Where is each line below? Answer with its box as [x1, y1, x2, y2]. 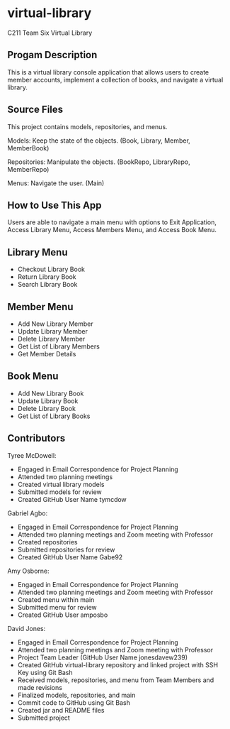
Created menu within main [17, 595, 95, 604]
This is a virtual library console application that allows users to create [7, 67, 209, 76]
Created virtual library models [17, 480, 105, 488]
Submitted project [17, 713, 71, 722]
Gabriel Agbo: [7, 509, 48, 517]
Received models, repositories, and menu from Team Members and [17, 676, 214, 684]
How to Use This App [7, 199, 102, 211]
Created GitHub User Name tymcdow [17, 495, 127, 503]
